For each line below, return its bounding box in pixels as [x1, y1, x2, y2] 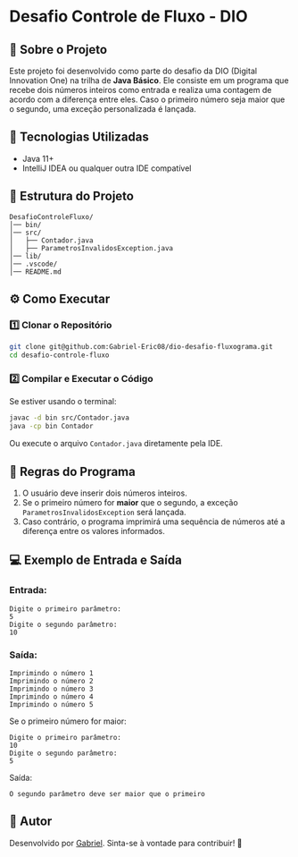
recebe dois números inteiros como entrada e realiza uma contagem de [9, 85, 272, 95]
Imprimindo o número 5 [9, 700, 94, 709]
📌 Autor [9, 814, 53, 829]
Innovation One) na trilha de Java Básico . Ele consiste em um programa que [9, 75, 289, 86]
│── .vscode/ [9, 259, 58, 268]
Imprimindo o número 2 [9, 676, 94, 685]
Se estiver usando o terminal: [9, 396, 117, 407]
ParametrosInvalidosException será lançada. [21, 506, 186, 517]
